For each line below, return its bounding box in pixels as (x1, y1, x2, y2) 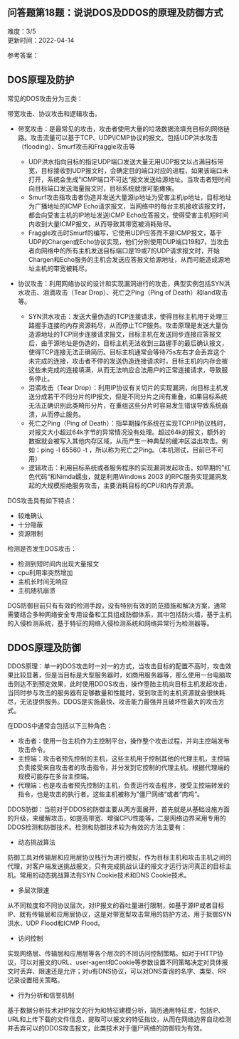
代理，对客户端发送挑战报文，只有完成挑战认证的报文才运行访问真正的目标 (7, 862, 225, 870)
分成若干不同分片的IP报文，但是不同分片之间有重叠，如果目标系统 (34, 392, 228, 401)
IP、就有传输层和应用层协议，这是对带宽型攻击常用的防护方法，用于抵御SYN (7, 910, 232, 919)
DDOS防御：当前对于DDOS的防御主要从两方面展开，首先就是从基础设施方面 (7, 805, 230, 813)
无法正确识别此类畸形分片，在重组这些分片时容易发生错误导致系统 (28, 401, 222, 409)
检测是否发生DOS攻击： (7, 544, 77, 553)
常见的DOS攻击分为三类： (7, 94, 83, 102)
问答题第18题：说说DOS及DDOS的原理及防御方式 (7, 6, 224, 19)
